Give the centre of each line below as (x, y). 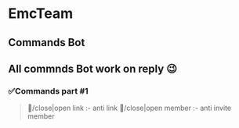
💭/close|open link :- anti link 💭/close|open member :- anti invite (129, 108)
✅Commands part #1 (48, 91)
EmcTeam (41, 14)
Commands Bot (47, 43)
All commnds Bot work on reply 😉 (93, 68)
